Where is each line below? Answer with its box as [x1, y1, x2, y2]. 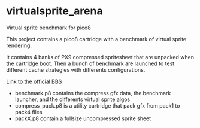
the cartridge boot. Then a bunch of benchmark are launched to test [6, 60, 175, 67]
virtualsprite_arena [6, 4, 103, 18]
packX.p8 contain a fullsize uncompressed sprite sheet [14, 115, 151, 122]
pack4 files [14, 108, 43, 115]
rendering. [6, 42, 32, 49]
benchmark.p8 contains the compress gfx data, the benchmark [14, 89, 171, 96]
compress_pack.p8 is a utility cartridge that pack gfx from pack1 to [14, 102, 180, 109]
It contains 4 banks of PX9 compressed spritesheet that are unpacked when [6, 53, 195, 60]
